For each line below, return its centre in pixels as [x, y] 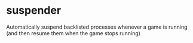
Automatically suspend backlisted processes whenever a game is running [97, 27]
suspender [34, 10]
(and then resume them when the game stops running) [73, 33]
